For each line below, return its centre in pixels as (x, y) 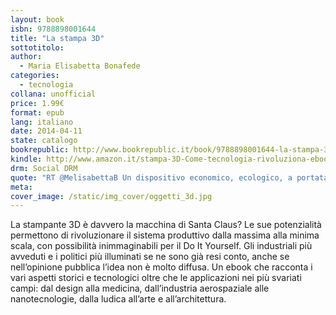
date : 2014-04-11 (46, 131)
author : (26, 57)
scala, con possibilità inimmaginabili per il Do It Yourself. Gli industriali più (161, 246)
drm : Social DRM (44, 168)
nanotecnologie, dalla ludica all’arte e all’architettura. (118, 299)
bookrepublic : (40, 150)
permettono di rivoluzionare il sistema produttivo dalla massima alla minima (165, 235)
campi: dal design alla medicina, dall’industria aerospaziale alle (140, 288)
